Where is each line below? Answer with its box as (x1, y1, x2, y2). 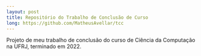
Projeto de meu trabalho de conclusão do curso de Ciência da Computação (6, 37, 196, 44)
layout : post (6, 8, 40, 15)
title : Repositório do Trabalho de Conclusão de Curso (6, 14, 149, 20)
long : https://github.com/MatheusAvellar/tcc (6, 20, 124, 26)
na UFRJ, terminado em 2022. (6, 43, 82, 50)
